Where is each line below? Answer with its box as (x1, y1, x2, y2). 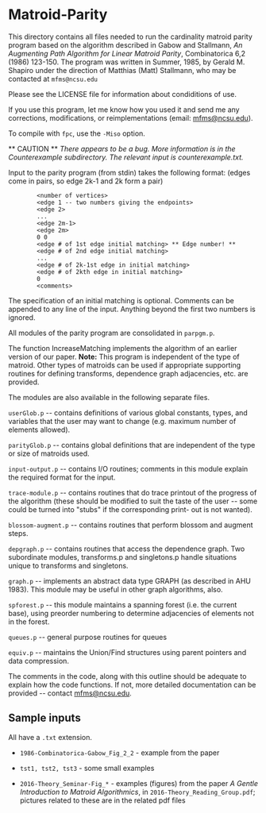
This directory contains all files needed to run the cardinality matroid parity (8, 32, 253, 41)
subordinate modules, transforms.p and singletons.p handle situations (8, 552, 237, 561)
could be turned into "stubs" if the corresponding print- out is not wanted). (8, 504, 253, 514)
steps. (8, 528, 29, 538)
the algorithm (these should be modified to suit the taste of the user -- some (8, 496, 258, 506)
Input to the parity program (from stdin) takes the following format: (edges (8, 168, 251, 177)
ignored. (8, 312, 36, 322)
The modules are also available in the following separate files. (8, 392, 210, 402)
